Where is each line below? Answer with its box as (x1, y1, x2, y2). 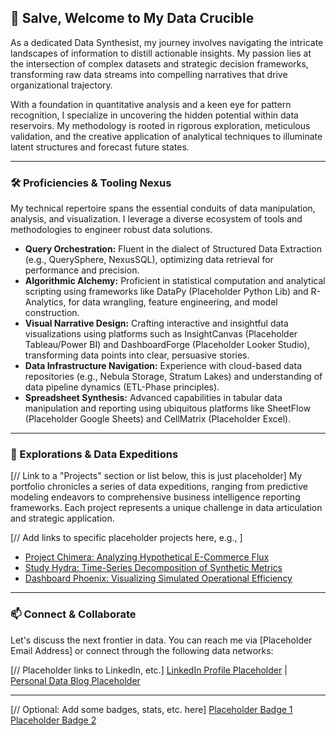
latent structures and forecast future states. (10, 141, 190, 153)
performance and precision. (24, 264, 140, 276)
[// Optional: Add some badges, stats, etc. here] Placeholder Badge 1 (10, 703, 293, 715)
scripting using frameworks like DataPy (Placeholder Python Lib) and (24, 286, 309, 298)
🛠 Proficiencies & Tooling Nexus (10, 176, 172, 190)
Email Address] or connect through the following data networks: (10, 644, 274, 656)
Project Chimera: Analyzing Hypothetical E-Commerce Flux (24, 551, 270, 563)
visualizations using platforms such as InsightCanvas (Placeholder (24, 328, 298, 340)
